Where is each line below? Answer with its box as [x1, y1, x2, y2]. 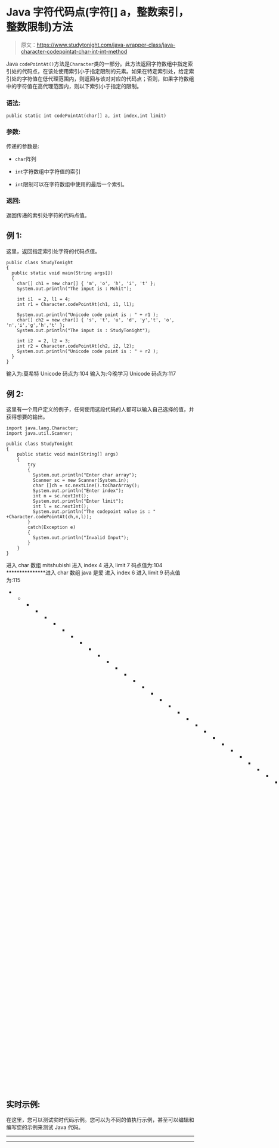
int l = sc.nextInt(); [32, 503, 89, 510]
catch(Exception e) [27, 524, 76, 531]
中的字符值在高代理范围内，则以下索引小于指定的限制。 [6, 82, 142, 89]
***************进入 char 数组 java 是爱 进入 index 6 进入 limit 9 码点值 [6, 569, 181, 576]
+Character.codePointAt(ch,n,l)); [6, 514, 92, 520]
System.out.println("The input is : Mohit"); [17, 286, 132, 292]
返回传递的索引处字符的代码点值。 [6, 211, 90, 218]
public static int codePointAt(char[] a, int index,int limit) [6, 113, 167, 119]
